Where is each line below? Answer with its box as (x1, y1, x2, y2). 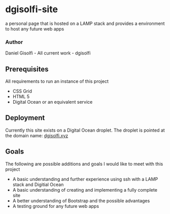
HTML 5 (12, 94, 30, 100)
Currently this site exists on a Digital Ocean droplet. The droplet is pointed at (5, 127, 165, 133)
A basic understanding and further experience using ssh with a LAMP (12, 176, 158, 182)
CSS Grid (12, 88, 32, 95)
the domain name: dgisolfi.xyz (5, 132, 69, 138)
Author (5, 38, 23, 45)
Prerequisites (5, 65, 49, 73)
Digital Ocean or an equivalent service (12, 99, 93, 105)
